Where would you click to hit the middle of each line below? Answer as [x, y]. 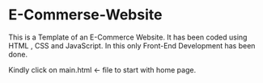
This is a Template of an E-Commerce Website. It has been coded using [128, 37]
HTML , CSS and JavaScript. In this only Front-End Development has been [132, 45]
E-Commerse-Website [85, 15]
